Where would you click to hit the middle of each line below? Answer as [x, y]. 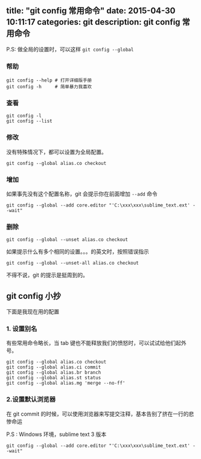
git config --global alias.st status [54, 378]
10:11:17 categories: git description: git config [93, 22]
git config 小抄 [34, 296]
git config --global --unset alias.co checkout [67, 240]
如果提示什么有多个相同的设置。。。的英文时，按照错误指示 [78, 252]
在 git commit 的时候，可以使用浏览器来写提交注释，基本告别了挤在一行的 [97, 414]
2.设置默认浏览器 [31, 399]
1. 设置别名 [22, 329]
